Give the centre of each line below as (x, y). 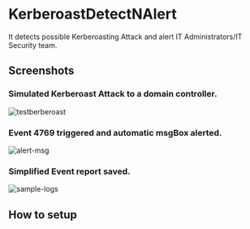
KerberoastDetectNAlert (93, 14)
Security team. (33, 45)
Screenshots (41, 71)
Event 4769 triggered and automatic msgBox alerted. (115, 132)
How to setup (43, 215)
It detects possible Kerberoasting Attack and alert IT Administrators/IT (125, 37)
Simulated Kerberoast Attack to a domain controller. (113, 94)
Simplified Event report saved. (70, 171)
